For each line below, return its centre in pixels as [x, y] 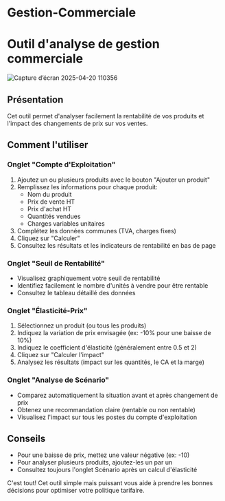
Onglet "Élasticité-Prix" [47, 310]
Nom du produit [49, 194]
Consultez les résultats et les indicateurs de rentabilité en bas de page [116, 245]
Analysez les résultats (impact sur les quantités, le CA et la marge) [110, 362]
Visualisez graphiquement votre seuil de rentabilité [88, 278]
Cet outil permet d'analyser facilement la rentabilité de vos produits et [106, 116]
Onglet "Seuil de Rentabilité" [56, 263]
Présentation [35, 99]
